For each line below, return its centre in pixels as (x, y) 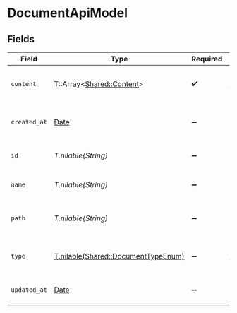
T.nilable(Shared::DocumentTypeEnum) (119, 256)
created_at (29, 122)
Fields (21, 39)
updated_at (29, 290)
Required (207, 59)
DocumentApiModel (68, 13)
